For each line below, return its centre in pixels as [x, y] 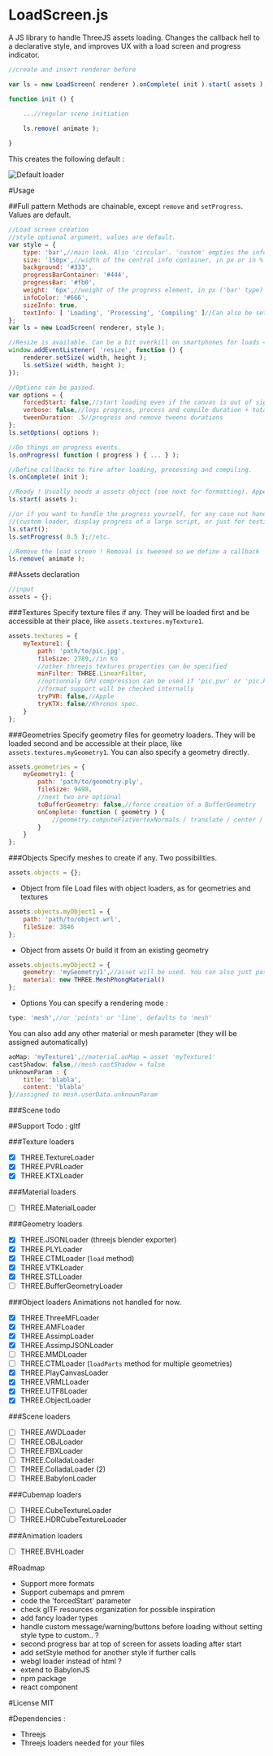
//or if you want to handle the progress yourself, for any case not [129, 514]
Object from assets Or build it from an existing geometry [114, 950]
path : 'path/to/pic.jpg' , [82, 651]
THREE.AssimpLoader [57, 1336]
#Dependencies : [37, 1719]
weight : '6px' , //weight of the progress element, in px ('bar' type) [143, 290]
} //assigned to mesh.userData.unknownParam [83, 1095]
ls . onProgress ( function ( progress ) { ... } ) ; [94, 455]
